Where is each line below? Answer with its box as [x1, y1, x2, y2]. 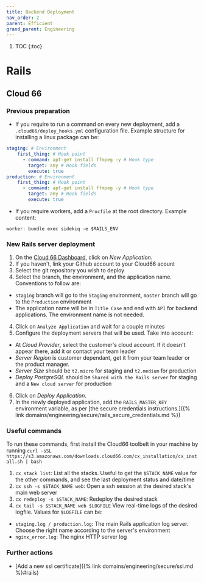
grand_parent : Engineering [6, 26, 75, 32]
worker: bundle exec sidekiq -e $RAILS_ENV [6, 225, 119, 232]
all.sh [6, 459, 23, 465]
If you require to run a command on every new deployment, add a [15, 120, 180, 128]
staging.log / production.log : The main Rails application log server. [15, 520, 189, 528]
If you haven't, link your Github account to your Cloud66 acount [15, 260, 175, 267]
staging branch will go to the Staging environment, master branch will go [15, 291, 197, 299]
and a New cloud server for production [15, 380, 112, 388]
